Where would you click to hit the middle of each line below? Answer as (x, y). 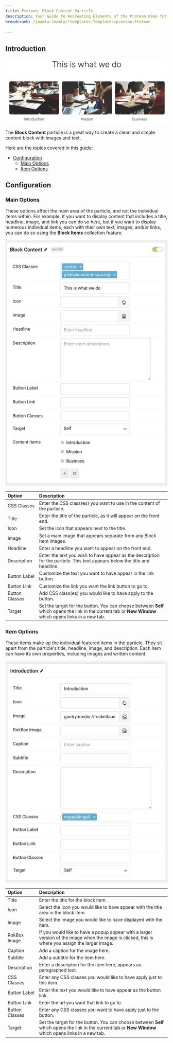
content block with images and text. (43, 138)
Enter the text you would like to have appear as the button (100, 990)
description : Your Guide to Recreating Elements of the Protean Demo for (86, 16)
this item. (49, 983)
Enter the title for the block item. (73, 900)
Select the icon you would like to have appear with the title (100, 907)
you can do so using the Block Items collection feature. (64, 233)
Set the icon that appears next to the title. (83, 528)
